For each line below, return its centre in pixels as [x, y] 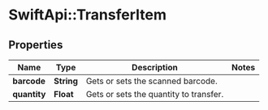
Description [155, 68]
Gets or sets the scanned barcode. [151, 81]
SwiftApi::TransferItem [87, 15]
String [66, 81]
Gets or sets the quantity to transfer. [155, 94]
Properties [36, 45]
